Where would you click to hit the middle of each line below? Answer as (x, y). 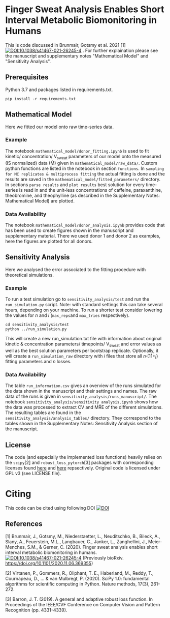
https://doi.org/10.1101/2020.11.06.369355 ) (49, 563)
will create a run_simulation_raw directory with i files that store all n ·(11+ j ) (82, 356)
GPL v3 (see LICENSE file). (33, 473)
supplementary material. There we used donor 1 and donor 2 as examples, (83, 236)
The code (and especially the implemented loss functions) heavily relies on (84, 457)
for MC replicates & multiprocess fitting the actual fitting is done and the (85, 173)
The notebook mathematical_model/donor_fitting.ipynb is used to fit (77, 151)
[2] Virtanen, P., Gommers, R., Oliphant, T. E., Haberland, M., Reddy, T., (79, 573)
